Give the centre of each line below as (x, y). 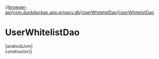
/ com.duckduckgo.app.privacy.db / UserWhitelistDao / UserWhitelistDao (83, 12)
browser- (18, 7)
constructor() (19, 51)
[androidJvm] (19, 46)
